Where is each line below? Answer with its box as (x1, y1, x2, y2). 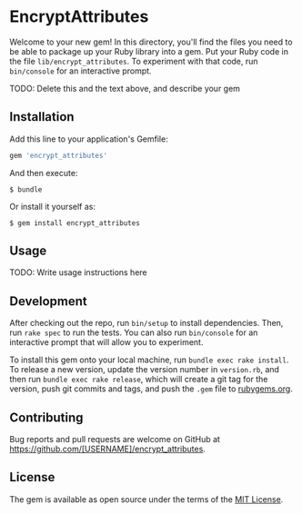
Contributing (9, 410, 84, 425)
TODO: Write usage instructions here (9, 267, 147, 278)
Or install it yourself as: (9, 201, 96, 212)
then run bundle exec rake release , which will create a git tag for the (9, 374, 268, 385)
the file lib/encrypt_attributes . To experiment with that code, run (9, 55, 258, 66)
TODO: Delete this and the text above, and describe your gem (9, 83, 241, 94)
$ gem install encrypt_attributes (9, 218, 141, 228)
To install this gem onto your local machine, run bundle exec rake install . (9, 354, 289, 365)
